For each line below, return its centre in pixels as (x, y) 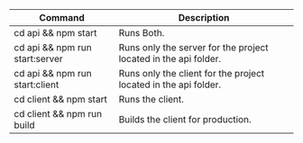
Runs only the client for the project (192, 73)
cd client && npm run (58, 114)
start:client (37, 85)
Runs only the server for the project (193, 47)
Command (62, 18)
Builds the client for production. (185, 119)
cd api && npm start (55, 33)
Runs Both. (142, 33)
